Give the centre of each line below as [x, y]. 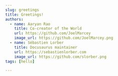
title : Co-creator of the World [48, 29]
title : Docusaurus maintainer [46, 47]
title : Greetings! [24, 15]
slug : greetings [22, 10]
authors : [14, 19]
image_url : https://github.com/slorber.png [61, 57]
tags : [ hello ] [20, 61]
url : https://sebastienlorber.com [50, 52]
